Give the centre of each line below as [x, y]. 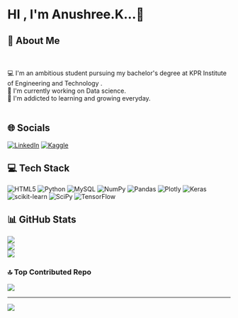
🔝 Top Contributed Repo [50, 272]
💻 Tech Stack [39, 168]
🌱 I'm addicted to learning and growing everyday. [79, 98]
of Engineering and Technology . [55, 83]
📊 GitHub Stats [42, 220]
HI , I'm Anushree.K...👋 [76, 15]
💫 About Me [34, 41]
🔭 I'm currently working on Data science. [67, 91]
